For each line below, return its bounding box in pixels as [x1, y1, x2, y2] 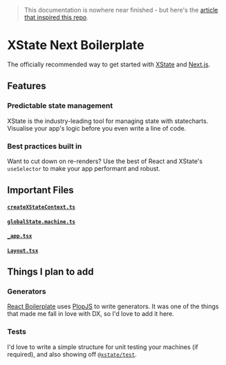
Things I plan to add [7, 266, 94, 278]
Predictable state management [7, 101, 113, 111]
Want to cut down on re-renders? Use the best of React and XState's [7, 157, 203, 165]
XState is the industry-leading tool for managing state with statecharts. [7, 117, 209, 125]
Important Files [7, 185, 74, 196]
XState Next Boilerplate [7, 37, 144, 53]
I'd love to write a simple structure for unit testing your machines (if [7, 342, 198, 351]
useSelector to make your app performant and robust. [7, 164, 161, 172]
